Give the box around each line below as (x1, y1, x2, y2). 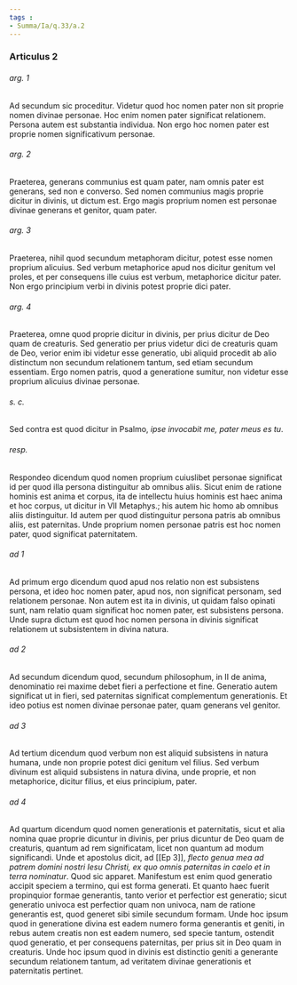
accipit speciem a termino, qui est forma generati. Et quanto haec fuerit (9, 881, 270, 892)
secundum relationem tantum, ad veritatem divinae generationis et (9, 957, 252, 967)
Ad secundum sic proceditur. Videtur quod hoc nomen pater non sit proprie (9, 100, 284, 111)
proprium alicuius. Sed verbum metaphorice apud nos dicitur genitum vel (9, 262, 277, 273)
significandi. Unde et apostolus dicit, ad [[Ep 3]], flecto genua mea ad (9, 853, 264, 863)
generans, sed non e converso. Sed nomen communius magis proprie (9, 186, 264, 196)
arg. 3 (9, 225, 31, 236)
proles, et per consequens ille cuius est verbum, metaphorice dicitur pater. (9, 272, 282, 283)
